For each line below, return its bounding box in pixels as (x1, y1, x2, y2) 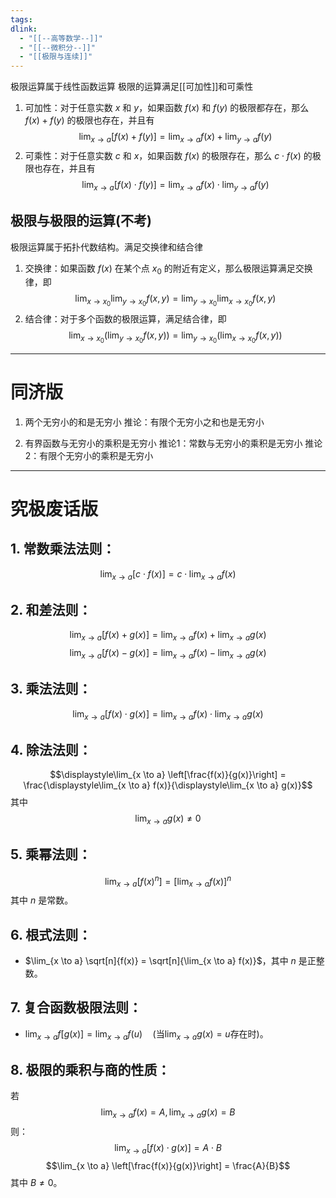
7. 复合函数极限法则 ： (10, 999, 142, 1016)
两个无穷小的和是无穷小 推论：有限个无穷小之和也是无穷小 (24, 416, 265, 428)
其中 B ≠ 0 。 (10, 1177, 63, 1189)
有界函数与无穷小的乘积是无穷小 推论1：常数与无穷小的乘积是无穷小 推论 (24, 437, 323, 449)
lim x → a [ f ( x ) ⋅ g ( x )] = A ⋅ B (114, 1142, 222, 1156)
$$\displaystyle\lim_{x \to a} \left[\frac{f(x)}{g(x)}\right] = (49, 769, 287, 781)
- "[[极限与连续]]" (19, 52, 93, 62)
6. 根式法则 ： (10, 926, 92, 943)
